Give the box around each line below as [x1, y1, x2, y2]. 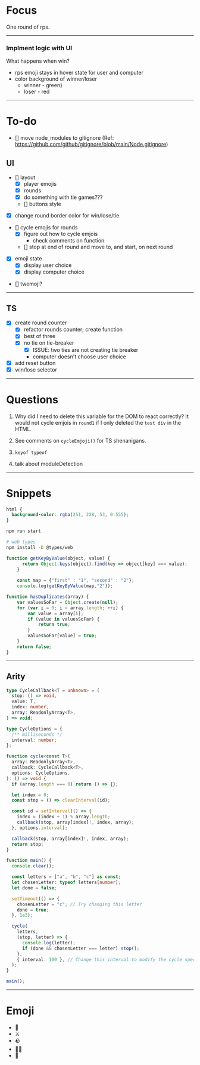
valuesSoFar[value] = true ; [27, 633, 97, 639]
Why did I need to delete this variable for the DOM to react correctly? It [14, 413, 189, 420]
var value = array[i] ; [27, 610, 84, 616]
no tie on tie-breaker [23, 339, 74, 346]
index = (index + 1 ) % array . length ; [17, 814, 111, 820]
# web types [6, 539, 36, 545]
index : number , [11, 704, 49, 710]
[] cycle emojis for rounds [14, 224, 79, 231]
